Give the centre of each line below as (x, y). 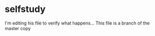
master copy (18, 28)
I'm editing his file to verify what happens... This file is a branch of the (77, 23)
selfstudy (25, 9)
